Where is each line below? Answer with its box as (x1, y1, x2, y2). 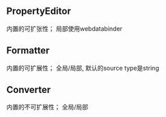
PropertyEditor (6, 5, 71, 17)
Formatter (6, 44, 50, 57)
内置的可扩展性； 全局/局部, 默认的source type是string (6, 64, 160, 72)
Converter (6, 84, 51, 96)
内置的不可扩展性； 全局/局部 (6, 103, 88, 112)
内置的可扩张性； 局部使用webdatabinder (6, 24, 123, 33)
